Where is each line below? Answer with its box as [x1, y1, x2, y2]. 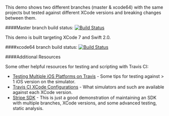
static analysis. [12, 105, 44, 111]
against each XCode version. [12, 89, 73, 95]
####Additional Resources [5, 54, 61, 60]
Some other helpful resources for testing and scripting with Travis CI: [5, 64, 149, 69]
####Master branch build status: [5, 25, 74, 31]
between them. [5, 15, 37, 21]
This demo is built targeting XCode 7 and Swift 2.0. [5, 35, 111, 40]
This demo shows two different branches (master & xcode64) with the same [5, 5, 163, 10]
